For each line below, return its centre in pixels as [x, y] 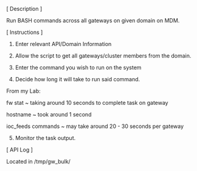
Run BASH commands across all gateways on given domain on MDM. [93, 20]
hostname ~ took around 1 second [49, 114]
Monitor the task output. [45, 138]
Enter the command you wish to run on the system [78, 67]
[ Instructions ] [25, 32]
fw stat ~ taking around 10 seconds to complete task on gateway [87, 103]
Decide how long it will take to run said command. [78, 79]
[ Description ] [24, 9]
